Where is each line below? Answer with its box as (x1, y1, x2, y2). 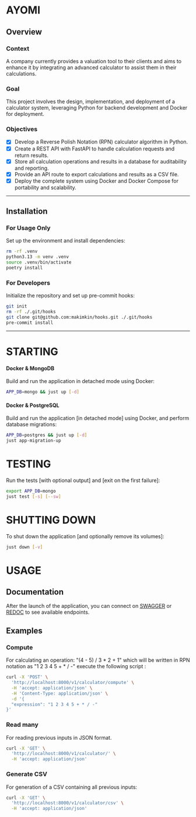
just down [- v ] (6, 544, 43, 550)
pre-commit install (6, 320, 54, 326)
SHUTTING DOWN (6, 513, 96, 527)
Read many (6, 721, 39, 729)
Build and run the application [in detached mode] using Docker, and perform (6, 415, 190, 422)
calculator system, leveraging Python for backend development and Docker (6, 104, 188, 111)
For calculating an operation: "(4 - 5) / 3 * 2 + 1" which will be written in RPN (6, 657, 190, 664)
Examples (6, 625, 43, 635)
